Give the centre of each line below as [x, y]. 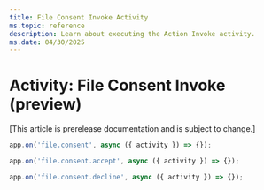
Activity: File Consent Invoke [117, 86]
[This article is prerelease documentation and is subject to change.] [132, 129]
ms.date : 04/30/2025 [47, 42]
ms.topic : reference [47, 26]
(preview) [46, 105]
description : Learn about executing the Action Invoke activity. [132, 34]
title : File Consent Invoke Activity [79, 17]
